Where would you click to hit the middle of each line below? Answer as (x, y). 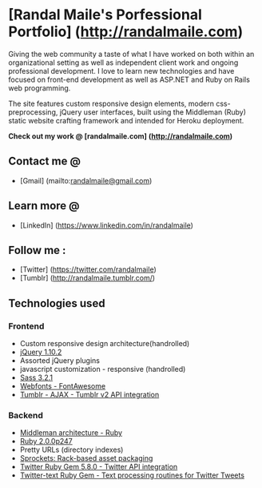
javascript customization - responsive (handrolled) (103, 369)
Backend (26, 415)
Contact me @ (45, 161)
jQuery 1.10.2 (41, 352)
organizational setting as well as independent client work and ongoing (123, 63)
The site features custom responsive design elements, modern (111, 103)
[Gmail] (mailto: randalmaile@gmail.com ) (86, 180)
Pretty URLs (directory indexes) (71, 450)
